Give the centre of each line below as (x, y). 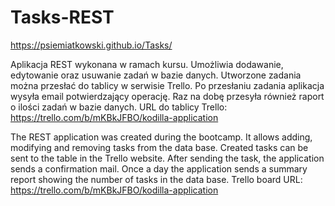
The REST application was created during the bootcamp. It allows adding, (161, 137)
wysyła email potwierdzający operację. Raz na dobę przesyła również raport (167, 96)
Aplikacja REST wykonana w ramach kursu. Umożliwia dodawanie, (147, 64)
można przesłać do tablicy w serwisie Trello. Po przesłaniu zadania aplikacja (167, 85)
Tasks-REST (62, 17)
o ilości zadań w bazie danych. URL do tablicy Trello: (119, 107)
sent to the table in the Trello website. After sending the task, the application (167, 158)
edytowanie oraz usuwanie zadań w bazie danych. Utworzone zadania (156, 75)
